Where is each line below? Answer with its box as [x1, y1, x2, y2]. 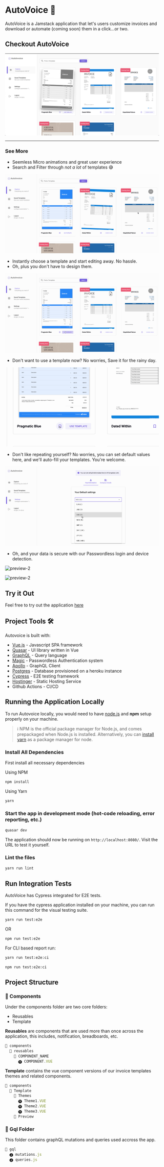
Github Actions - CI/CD [12, 683, 59, 689]
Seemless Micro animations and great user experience [12, 159, 122, 165]
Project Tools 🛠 [5, 617, 54, 625]
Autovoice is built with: [5, 632, 51, 638]
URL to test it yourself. [5, 842, 50, 848]
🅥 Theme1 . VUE [18, 1098, 46, 1104]
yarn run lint [5, 866, 34, 871]
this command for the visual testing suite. [5, 907, 88, 913]
